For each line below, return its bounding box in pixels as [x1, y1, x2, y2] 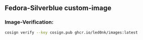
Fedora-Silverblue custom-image [5, 4, 112, 12]
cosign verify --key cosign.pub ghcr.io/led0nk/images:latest [5, 30, 138, 35]
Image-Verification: [5, 19, 54, 26]
